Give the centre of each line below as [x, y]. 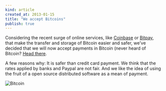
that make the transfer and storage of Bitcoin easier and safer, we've [76, 43]
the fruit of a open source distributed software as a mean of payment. [77, 74]
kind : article [20, 10]
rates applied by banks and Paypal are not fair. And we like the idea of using [83, 69]
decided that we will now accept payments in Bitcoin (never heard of [76, 48]
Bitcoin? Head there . [26, 54]
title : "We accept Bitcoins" [35, 19]
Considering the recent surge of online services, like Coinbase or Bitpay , [80, 38]
